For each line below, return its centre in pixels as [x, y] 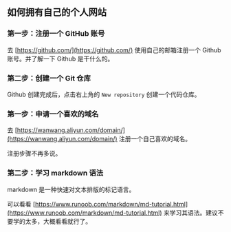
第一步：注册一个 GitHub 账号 [56, 34]
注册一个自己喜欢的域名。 [155, 139]
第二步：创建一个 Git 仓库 [49, 78]
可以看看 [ [21, 204]
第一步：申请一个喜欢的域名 [53, 114]
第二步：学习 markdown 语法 [55, 173]
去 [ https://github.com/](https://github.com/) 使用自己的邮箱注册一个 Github [114, 50]
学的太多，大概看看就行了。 [52, 221]
